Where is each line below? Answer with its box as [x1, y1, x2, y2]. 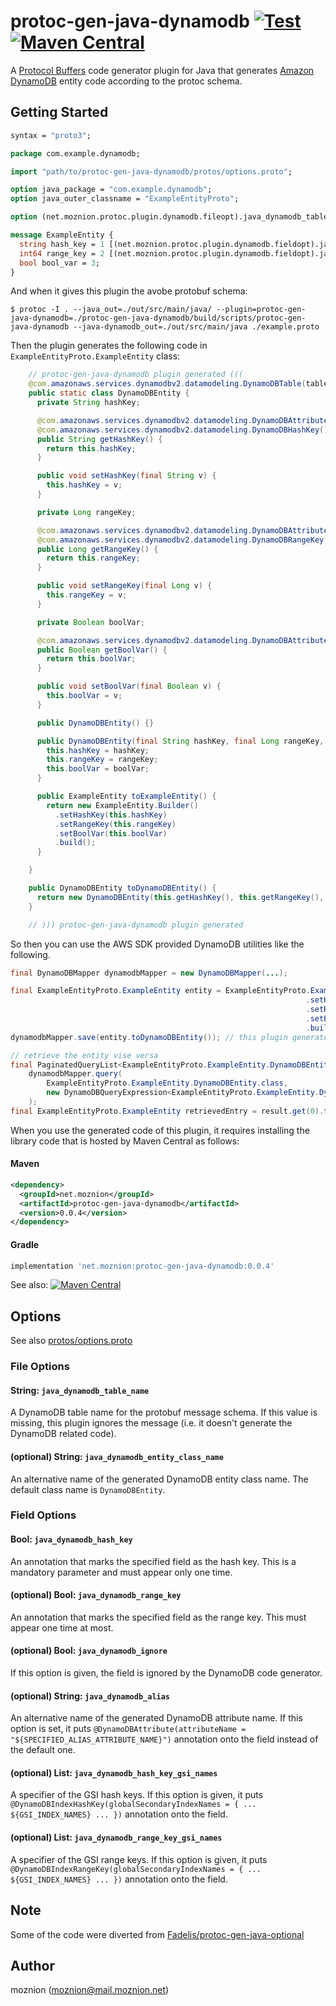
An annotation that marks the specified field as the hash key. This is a [10, 1555, 297, 1567]
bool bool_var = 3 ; [19, 258, 101, 268]
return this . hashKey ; [46, 443, 137, 454]
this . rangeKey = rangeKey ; [46, 755, 159, 765]
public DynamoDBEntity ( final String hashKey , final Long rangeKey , [36, 736, 325, 746]
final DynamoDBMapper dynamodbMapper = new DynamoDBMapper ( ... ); [10, 968, 288, 978]
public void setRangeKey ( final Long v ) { [36, 581, 213, 591]
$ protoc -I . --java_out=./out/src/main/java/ [10, 305, 213, 315]
